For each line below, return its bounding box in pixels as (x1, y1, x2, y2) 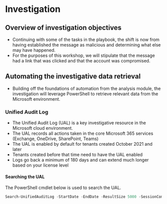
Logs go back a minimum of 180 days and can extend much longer (12, 157, 149, 163)
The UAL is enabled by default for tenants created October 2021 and (12, 141, 153, 147)
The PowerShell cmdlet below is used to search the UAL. (5, 185, 122, 191)
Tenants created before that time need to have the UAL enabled (12, 152, 143, 158)
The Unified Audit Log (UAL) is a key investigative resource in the (12, 120, 146, 126)
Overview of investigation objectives (5, 23, 122, 32)
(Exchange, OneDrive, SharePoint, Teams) (12, 136, 99, 142)
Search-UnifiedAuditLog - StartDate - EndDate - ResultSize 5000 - (5, 195, 141, 200)
